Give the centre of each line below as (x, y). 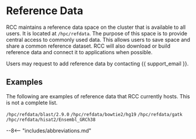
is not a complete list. (32, 102)
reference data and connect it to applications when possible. (79, 52)
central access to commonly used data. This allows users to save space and (98, 39)
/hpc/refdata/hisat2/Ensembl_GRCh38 (51, 120)
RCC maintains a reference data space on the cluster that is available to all (96, 27)
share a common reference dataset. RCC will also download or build (88, 46)
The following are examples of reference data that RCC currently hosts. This (98, 96)
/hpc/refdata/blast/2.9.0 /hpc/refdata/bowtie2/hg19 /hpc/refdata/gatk (94, 114)
